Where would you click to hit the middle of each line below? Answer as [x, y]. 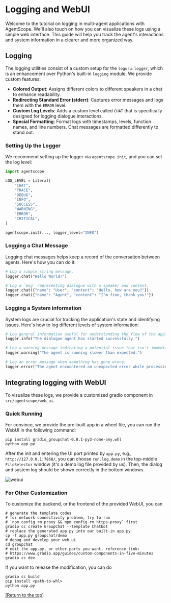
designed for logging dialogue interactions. [58, 116]
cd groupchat [19, 545]
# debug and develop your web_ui [41, 540]
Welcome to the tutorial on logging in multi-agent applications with [75, 23]
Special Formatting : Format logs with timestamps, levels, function [82, 122]
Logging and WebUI [48, 9]
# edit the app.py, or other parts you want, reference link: [73, 549]
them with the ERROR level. [39, 105]
